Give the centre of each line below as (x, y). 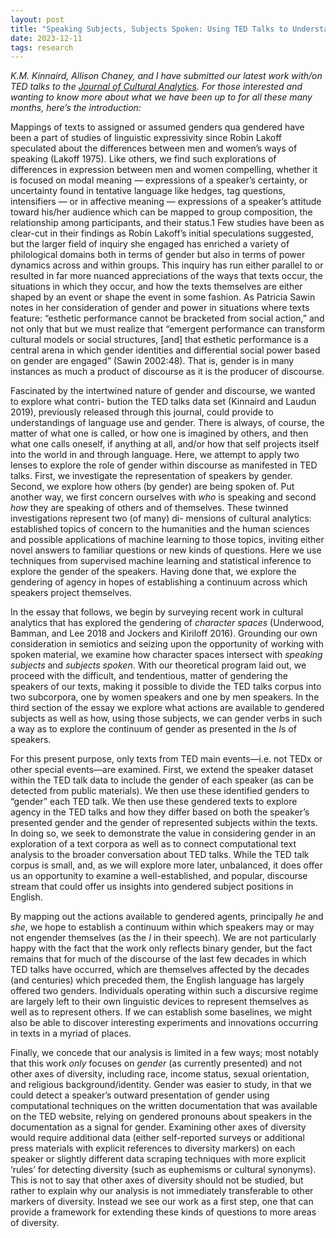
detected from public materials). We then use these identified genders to (160, 791)
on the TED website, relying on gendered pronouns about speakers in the (161, 1117)
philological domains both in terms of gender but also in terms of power (158, 255)
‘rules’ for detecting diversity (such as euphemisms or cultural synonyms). (163, 1170)
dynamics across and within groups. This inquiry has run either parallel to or (167, 265)
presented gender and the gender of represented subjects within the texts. (164, 823)
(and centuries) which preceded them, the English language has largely (157, 980)
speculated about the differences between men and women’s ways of (154, 148)
